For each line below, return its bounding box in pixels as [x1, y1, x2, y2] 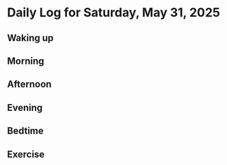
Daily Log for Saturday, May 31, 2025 [7, 5, 221, 21]
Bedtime [7, 125, 44, 137]
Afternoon [7, 79, 52, 90]
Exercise [7, 149, 45, 160]
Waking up [7, 32, 54, 44]
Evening [7, 101, 43, 114]
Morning [7, 55, 44, 66]
